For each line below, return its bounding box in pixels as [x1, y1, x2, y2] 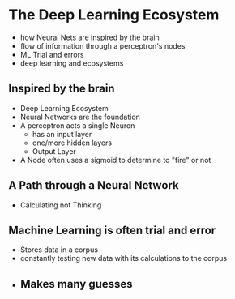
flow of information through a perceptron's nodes [19, 41, 186, 50]
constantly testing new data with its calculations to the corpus [19, 254, 228, 263]
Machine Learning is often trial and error [8, 223, 216, 237]
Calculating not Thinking [19, 200, 102, 210]
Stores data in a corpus [19, 245, 99, 254]
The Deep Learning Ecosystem [8, 6, 220, 24]
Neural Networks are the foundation [19, 112, 140, 122]
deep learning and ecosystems [19, 58, 124, 68]
